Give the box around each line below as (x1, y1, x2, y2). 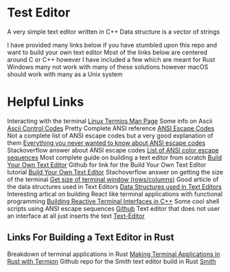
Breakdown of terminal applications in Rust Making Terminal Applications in (7, 249, 220, 258)
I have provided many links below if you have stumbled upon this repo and (7, 41, 218, 49)
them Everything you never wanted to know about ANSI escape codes (7, 139, 206, 147)
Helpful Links (7, 94, 84, 110)
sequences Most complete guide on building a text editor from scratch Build (7, 153, 222, 161)
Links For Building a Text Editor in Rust (7, 231, 174, 243)
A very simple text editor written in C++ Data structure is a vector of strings (7, 27, 220, 36)
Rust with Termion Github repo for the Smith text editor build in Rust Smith (7, 257, 216, 265)
